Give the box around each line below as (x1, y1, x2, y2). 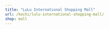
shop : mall (5, 16, 27, 21)
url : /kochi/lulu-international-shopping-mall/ (5, 12, 105, 17)
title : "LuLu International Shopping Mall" (5, 7, 96, 12)
